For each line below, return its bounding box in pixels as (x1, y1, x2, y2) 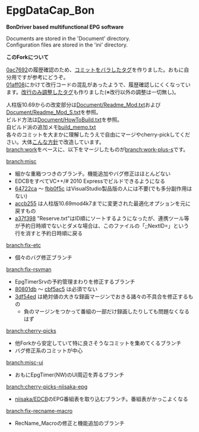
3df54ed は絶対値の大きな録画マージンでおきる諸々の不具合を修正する (14, 293, 188, 300)
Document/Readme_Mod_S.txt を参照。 (6, 108, 102, 116)
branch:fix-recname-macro (6, 407, 73, 414)
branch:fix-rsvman (6, 266, 52, 273)
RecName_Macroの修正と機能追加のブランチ (14, 419, 125, 427)
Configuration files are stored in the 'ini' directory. (6, 41, 128, 48)
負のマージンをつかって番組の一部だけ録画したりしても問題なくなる (23, 307, 190, 315)
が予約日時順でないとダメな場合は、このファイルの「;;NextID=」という (14, 222, 189, 229)
